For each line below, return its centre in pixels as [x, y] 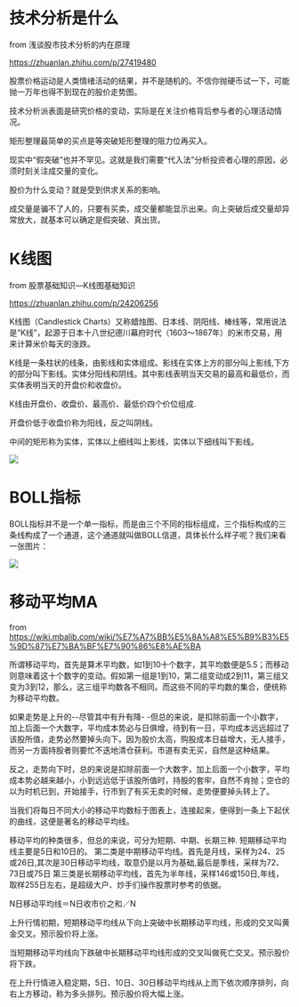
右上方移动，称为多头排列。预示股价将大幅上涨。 [99, 994]
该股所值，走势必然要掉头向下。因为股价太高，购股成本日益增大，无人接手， [149, 738]
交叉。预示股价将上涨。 [60, 933]
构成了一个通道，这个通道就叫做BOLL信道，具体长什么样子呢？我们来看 [155, 535]
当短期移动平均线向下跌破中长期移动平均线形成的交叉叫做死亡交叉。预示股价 [149, 952]
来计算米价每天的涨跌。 [52, 343]
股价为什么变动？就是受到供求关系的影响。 [87, 189]
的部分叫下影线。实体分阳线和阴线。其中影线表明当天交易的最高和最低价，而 [149, 374]
